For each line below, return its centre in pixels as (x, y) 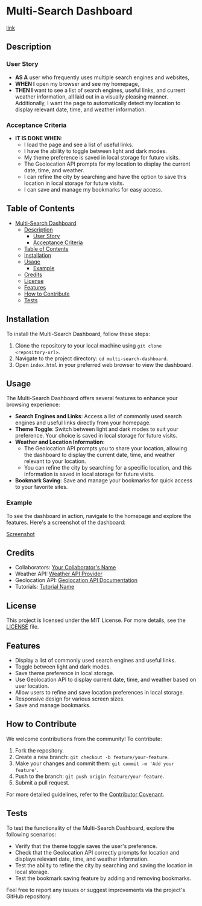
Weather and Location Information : (60, 442)
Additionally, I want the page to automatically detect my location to (98, 103)
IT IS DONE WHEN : (39, 138)
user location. (32, 686)
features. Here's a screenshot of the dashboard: (66, 522)
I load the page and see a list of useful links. (79, 144)
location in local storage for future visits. (74, 183)
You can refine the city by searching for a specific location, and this (108, 468)
